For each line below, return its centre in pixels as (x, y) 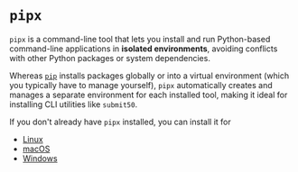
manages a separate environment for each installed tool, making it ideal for (149, 95)
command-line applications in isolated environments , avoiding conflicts (144, 49)
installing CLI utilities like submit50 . (74, 104)
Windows (40, 158)
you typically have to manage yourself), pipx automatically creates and (141, 85)
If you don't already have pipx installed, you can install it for (121, 122)
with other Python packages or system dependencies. (110, 58)
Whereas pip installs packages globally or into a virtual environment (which (149, 76)
